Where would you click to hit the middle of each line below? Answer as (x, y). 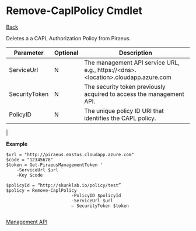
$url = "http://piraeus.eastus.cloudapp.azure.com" (70, 154)
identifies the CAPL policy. (120, 118)
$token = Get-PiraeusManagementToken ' (55, 165)
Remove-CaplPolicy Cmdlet (74, 11)
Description (136, 53)
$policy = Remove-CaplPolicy (41, 190)
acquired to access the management (134, 94)
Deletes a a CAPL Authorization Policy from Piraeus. (69, 38)
